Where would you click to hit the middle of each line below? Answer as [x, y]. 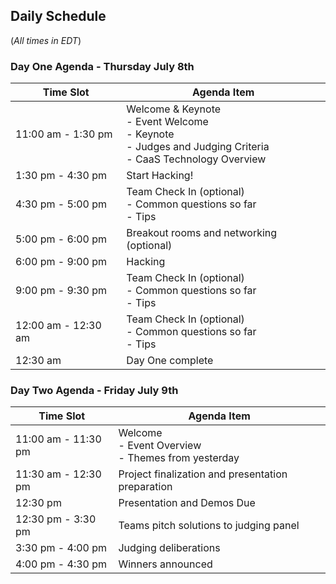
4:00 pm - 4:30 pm [61, 564]
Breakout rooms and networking [202, 233]
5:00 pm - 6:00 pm [61, 239]
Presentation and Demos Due [187, 503]
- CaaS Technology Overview [196, 159]
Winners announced [165, 564]
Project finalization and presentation [203, 474]
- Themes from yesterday [179, 458]
